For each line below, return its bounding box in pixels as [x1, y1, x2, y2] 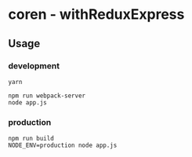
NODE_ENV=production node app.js [8, 141, 118, 150]
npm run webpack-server [8, 92, 86, 100]
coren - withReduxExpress [8, 5, 185, 24]
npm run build [8, 135, 55, 143]
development [8, 60, 60, 71]
